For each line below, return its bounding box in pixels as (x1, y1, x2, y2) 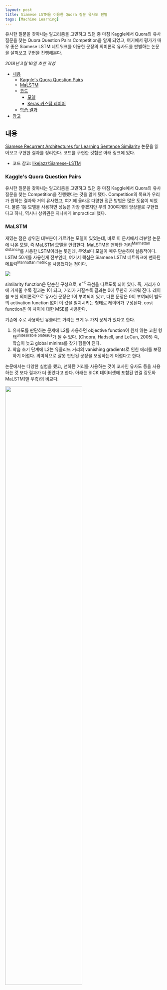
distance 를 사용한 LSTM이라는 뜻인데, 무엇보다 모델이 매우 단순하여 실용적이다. (5, 247, 157, 254)
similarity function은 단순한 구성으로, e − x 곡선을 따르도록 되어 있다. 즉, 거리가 (5, 280, 156, 287)
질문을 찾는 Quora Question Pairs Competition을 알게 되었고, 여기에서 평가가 (5, 37, 157, 43)
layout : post (5, 7, 32, 13)
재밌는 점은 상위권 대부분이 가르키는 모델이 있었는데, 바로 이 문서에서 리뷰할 (5, 235, 152, 241)
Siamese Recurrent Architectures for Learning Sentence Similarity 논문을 (5, 143, 154, 149)
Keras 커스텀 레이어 (27, 101, 66, 107)
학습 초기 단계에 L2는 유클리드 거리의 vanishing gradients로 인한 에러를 (12, 346, 153, 352)
